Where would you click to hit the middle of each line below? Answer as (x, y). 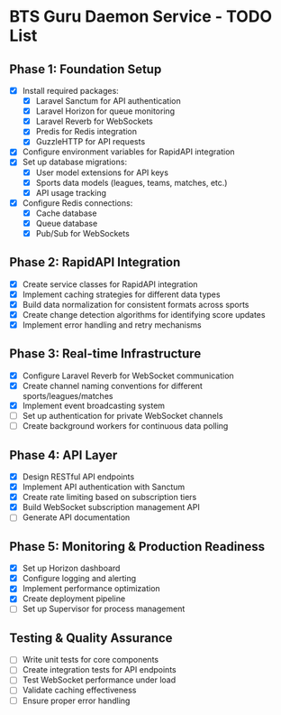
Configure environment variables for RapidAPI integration (129, 152)
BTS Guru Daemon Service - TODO (141, 17)
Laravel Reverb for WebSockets (94, 121)
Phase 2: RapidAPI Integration (95, 262)
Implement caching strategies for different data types (121, 294)
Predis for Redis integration (86, 132)
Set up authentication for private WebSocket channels (122, 416)
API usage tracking (71, 192)
